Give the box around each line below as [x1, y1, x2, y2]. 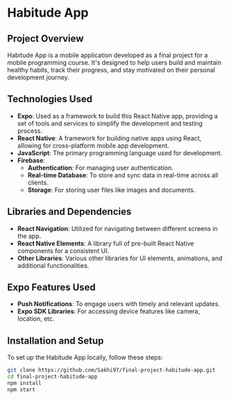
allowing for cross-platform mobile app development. [17, 141, 170, 150]
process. [17, 127, 43, 135]
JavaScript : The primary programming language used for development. [17, 148, 223, 157]
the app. [17, 232, 42, 240]
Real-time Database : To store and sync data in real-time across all [27, 170, 219, 179]
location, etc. [17, 314, 55, 323]
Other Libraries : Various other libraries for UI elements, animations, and [17, 254, 223, 262]
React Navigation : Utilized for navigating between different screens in [17, 224, 218, 232]
